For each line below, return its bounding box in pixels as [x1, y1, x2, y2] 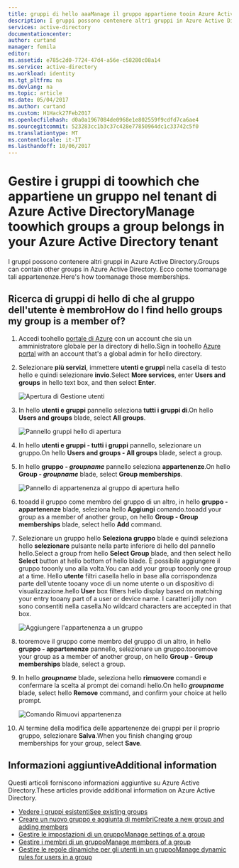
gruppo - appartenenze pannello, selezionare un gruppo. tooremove [18, 645, 218, 653]
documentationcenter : [8, 30, 72, 38]
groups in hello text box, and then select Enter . [18, 378, 157, 386]
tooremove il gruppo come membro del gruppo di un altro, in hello [18, 637, 211, 645]
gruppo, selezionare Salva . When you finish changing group [18, 731, 193, 740]
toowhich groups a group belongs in [8, 218, 226, 235]
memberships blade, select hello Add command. [18, 520, 162, 529]
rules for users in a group [18, 852, 93, 861]
